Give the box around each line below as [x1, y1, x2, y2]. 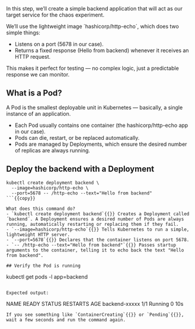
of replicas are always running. [14, 146, 91, 154]
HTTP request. [14, 53, 51, 60]
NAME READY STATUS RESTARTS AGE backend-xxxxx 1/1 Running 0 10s [6, 300, 184, 307]
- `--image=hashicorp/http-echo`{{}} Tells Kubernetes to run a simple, [6, 226, 190, 232]
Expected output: [6, 290, 49, 296]
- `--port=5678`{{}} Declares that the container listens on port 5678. [6, 237, 190, 242]
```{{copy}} [6, 195, 36, 201]
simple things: [6, 29, 40, 36]
